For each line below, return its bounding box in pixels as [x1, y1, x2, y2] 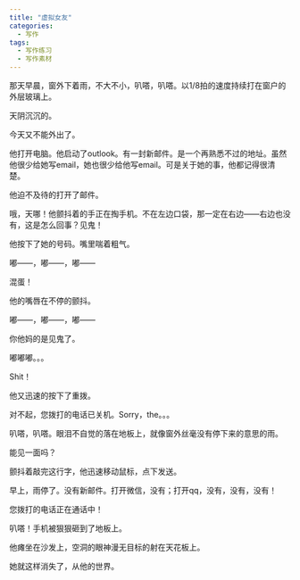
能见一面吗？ [9, 447, 56, 458]
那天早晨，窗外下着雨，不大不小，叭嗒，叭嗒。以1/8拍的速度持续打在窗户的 [9, 80, 287, 90]
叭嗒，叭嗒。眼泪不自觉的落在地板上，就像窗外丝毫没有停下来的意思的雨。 [9, 428, 283, 438]
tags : [9, 37, 29, 47]
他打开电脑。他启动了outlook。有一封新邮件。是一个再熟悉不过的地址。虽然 [9, 148, 287, 159]
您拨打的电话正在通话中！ [9, 504, 104, 514]
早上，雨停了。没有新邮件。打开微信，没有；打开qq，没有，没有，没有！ [9, 485, 278, 495]
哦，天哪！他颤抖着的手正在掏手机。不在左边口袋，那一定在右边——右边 [9, 209, 275, 219]
